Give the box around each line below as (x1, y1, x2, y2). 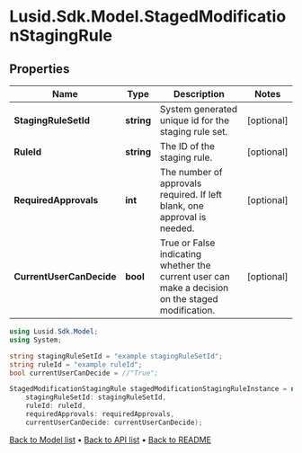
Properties (9, 61, 70, 76)
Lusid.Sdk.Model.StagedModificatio (9, 6, 287, 27)
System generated (159, 103, 238, 115)
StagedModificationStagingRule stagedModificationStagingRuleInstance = (9, 385, 288, 394)
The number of (159, 166, 223, 178)
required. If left (159, 189, 223, 200)
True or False (159, 236, 216, 249)
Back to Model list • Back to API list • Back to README (9, 434, 211, 445)
